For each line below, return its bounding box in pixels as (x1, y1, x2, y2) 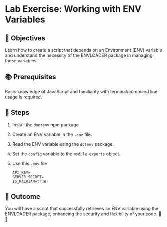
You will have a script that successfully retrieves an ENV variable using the (5, 206, 159, 212)
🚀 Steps (5, 108, 30, 117)
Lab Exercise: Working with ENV (5, 3, 142, 15)
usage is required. (5, 94, 42, 100)
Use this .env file (12, 160, 47, 166)
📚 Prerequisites (5, 73, 56, 81)
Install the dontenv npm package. (12, 121, 80, 128)
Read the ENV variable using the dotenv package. (12, 141, 114, 147)
